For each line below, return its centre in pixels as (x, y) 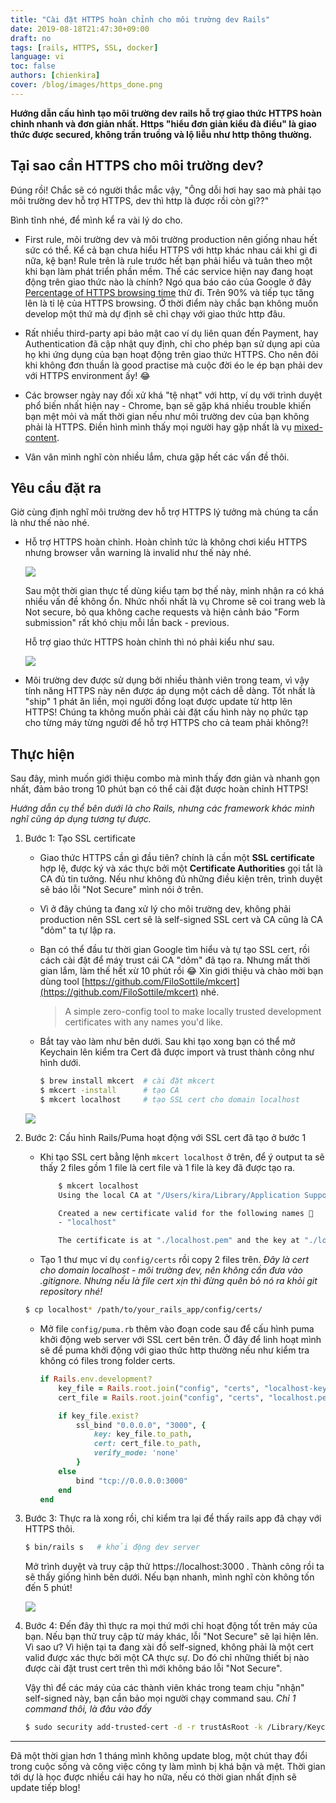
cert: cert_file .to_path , (147, 1444)
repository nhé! (71, 1292)
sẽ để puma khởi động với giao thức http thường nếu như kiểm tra (174, 1350)
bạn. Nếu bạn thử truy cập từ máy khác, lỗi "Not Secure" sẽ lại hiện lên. (171, 1637)
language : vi (37, 57)
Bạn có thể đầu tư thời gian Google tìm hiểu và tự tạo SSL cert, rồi (174, 950)
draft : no (31, 38)
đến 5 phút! (48, 1588)
